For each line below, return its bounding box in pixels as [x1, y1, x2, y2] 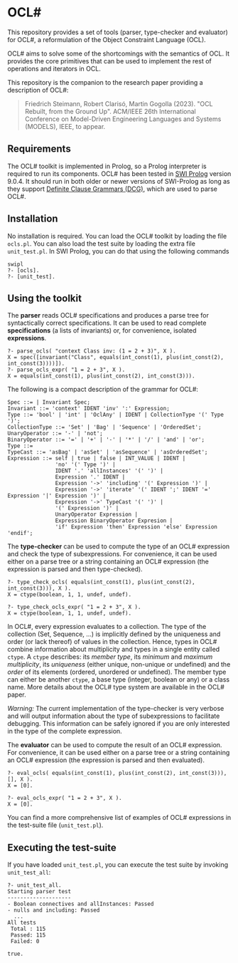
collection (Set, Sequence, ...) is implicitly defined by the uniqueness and [7, 630, 221, 638]
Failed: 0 [10, 938, 40, 945]
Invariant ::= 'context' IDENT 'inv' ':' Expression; [7, 405, 171, 412]
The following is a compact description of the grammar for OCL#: [7, 385, 199, 394]
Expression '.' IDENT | [55, 474, 126, 481]
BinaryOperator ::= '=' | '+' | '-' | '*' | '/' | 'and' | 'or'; [7, 436, 205, 444]
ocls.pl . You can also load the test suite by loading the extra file [7, 239, 195, 248]
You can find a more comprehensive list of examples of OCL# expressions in [7, 813, 232, 822]
